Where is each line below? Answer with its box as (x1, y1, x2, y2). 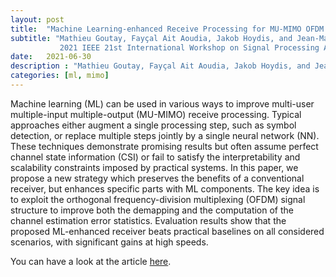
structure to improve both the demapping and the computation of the (10, 204, 295, 216)
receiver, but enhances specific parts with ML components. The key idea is (10, 182, 320, 195)
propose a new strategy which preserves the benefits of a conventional (10, 172, 305, 184)
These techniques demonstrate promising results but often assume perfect (10, 140, 319, 152)
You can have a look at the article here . (10, 255, 172, 267)
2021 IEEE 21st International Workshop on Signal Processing (59, 42, 320, 53)
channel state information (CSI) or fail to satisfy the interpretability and (10, 151, 301, 163)
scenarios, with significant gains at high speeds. (10, 236, 209, 248)
